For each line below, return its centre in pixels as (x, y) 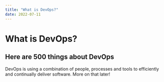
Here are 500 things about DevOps (60, 57)
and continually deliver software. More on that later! (58, 74)
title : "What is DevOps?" (32, 10)
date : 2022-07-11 (23, 14)
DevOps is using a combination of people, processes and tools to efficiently (82, 69)
